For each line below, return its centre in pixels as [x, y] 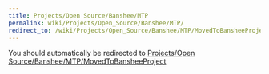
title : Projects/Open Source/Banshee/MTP [78, 16]
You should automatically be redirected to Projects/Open [102, 53]
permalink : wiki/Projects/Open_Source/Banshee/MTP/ [96, 23]
